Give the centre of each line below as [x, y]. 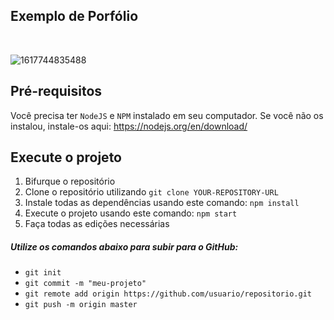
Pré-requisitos [56, 91]
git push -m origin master [81, 305]
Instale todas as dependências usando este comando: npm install [162, 203]
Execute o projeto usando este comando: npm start [131, 213]
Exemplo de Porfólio [74, 16]
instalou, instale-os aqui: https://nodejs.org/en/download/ [129, 126]
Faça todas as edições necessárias [97, 224]
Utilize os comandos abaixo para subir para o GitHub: [124, 247]
